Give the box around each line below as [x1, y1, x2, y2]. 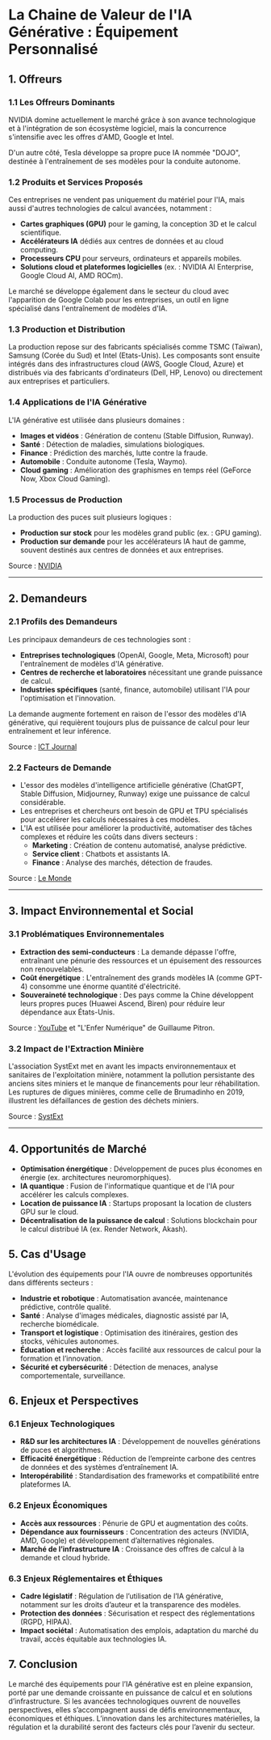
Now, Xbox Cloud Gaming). [19, 473, 110, 483]
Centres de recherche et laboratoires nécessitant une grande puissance [19, 667, 263, 677]
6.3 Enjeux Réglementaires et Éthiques [8, 1573, 163, 1584]
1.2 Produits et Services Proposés [8, 176, 144, 188]
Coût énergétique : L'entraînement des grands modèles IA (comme [19, 972, 244, 982]
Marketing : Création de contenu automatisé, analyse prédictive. [31, 840, 248, 850]
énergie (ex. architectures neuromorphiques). [19, 1172, 172, 1182]
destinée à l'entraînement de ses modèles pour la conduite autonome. [8, 156, 241, 166]
